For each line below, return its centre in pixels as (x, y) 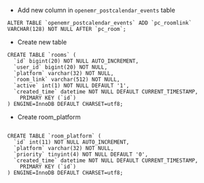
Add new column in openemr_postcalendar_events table (96, 10)
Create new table (42, 42)
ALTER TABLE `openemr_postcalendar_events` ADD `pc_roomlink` (100, 23)
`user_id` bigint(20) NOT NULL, (61, 67)
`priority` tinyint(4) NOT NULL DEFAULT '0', (81, 154)
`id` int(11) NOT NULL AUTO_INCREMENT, (72, 142)
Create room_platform (49, 117)
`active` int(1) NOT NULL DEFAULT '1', (72, 86)
